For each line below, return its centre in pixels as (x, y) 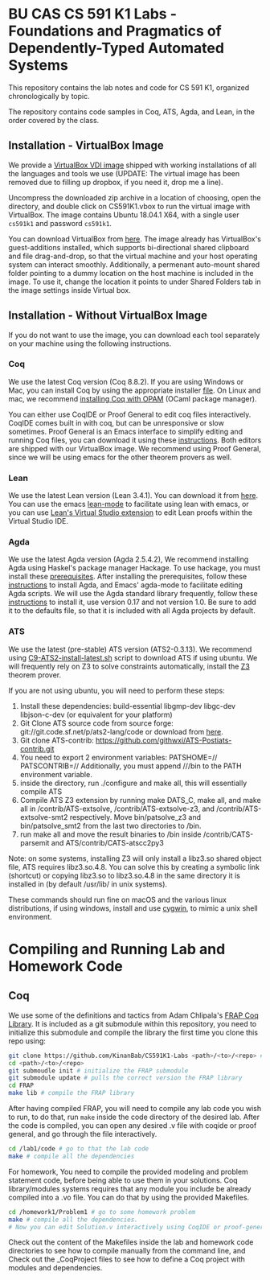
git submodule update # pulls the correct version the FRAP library (125, 1078)
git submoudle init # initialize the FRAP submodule (98, 1071)
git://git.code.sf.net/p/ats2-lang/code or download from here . (121, 731)
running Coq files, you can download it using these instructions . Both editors (135, 440)
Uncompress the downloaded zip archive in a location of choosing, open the (135, 197)
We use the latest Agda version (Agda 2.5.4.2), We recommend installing (129, 559)
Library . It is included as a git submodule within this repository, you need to (133, 1023)
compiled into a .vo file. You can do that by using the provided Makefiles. (129, 1197)
